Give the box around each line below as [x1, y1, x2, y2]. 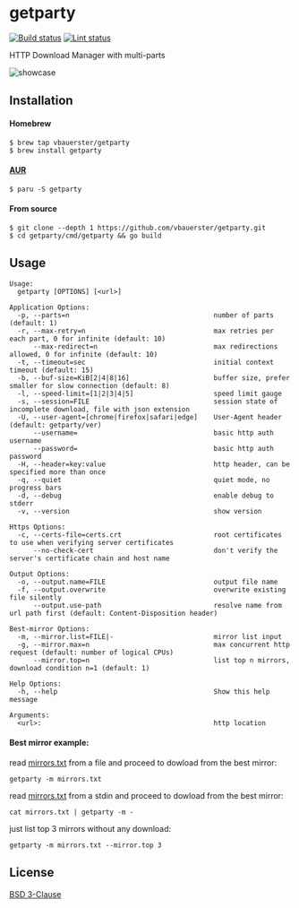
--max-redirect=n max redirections [32, 342, 278, 351]
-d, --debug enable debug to [17, 491, 275, 500]
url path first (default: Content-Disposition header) [9, 609, 218, 618]
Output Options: [9, 569, 70, 578]
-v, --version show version [17, 506, 262, 515]
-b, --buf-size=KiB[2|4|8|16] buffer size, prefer [17, 373, 291, 383]
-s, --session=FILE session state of [17, 397, 278, 406]
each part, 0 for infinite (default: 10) [9, 334, 167, 343]
